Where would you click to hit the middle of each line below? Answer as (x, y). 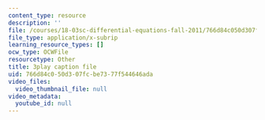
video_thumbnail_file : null (62, 89)
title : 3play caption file (52, 67)
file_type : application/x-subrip (63, 37)
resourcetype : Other (42, 60)
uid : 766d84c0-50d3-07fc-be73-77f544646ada (81, 74)
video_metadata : (35, 96)
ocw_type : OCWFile (38, 52)
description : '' (35, 23)
